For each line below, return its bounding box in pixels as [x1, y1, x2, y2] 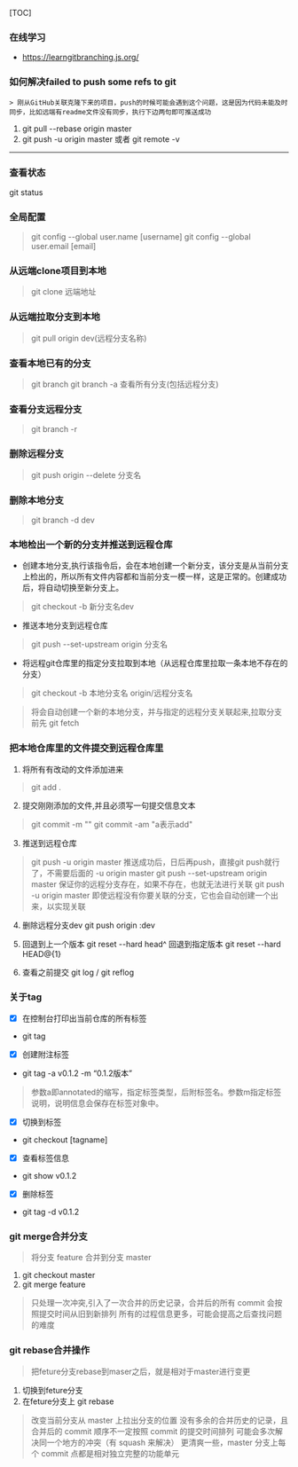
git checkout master [21, 1270, 96, 1281]
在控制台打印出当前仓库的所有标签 [21, 1013, 147, 1024]
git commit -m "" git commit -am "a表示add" [30, 819, 193, 829]
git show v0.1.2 [21, 1171, 77, 1181]
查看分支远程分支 [9, 404, 82, 415]
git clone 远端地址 [30, 286, 97, 297]
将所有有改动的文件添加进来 [21, 764, 124, 774]
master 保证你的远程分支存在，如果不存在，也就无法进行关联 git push [30, 878, 286, 890]
